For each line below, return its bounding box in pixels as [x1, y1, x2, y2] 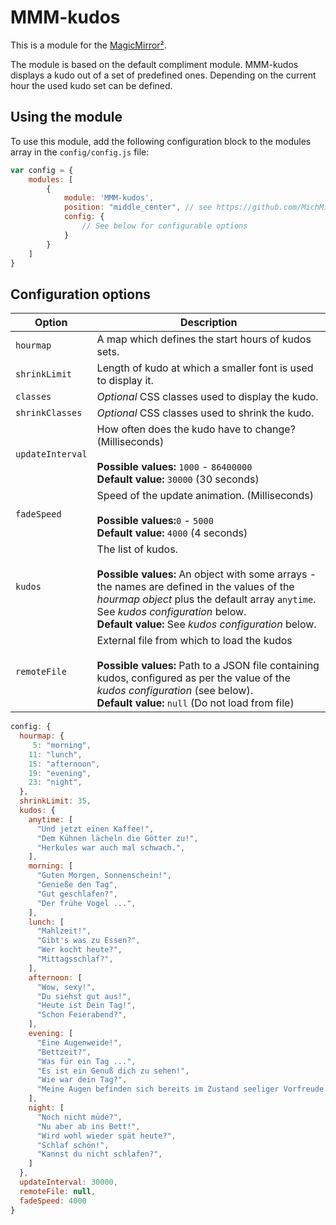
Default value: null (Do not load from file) [96, 696, 295, 710]
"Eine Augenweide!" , [36, 1037, 123, 1048]
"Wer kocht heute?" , [36, 945, 123, 955]
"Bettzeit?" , [36, 1047, 92, 1057]
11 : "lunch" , [28, 749, 83, 760]
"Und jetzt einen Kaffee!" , [36, 824, 155, 834]
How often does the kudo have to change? [96, 422, 296, 436]
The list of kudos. [96, 542, 178, 556]
